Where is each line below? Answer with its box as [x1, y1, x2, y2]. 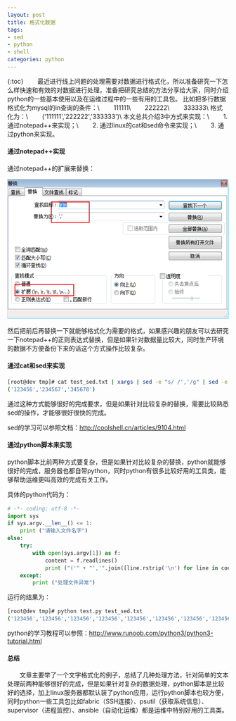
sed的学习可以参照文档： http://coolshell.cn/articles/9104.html [7, 423, 186, 432]
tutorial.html [7, 637, 42, 646]
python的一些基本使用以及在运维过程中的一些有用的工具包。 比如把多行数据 [7, 94, 226, 103]
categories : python [7, 56, 65, 63]
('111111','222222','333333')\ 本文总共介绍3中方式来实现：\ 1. [41, 112, 228, 120]
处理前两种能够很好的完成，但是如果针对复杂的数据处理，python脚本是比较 [7, 679, 225, 688]
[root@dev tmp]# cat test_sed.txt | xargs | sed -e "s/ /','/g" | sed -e [7, 378, 228, 385]
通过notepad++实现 [7, 147, 65, 156]
